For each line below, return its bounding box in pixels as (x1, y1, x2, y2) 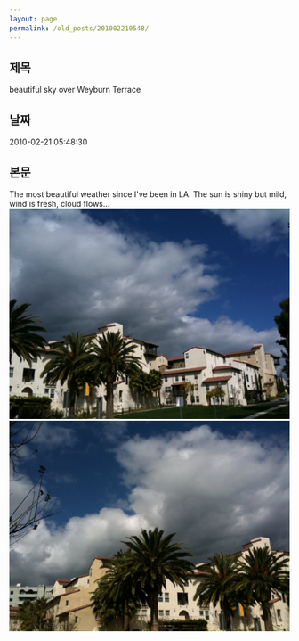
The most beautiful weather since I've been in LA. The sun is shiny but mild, (9, 188, 287, 200)
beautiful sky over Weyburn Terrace (9, 85, 141, 95)
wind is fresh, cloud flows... (9, 198, 110, 209)
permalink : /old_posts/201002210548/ (9, 23, 149, 33)
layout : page (9, 14, 58, 23)
